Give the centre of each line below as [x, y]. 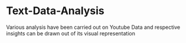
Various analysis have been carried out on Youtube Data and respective [93, 27]
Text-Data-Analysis [55, 11]
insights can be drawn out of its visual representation [71, 33]
